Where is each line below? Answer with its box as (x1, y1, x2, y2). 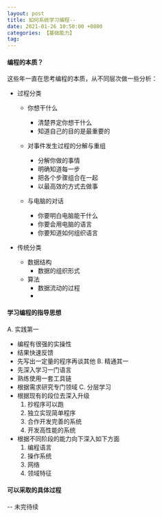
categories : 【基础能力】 (7, 29, 76, 37)
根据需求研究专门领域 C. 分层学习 (16, 383, 111, 391)
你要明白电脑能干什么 (37, 212, 98, 220)
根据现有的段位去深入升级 (16, 391, 90, 400)
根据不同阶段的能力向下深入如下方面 (16, 434, 120, 443)
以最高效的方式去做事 (37, 182, 98, 190)
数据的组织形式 (37, 267, 80, 275)
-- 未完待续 (7, 503, 39, 511)
